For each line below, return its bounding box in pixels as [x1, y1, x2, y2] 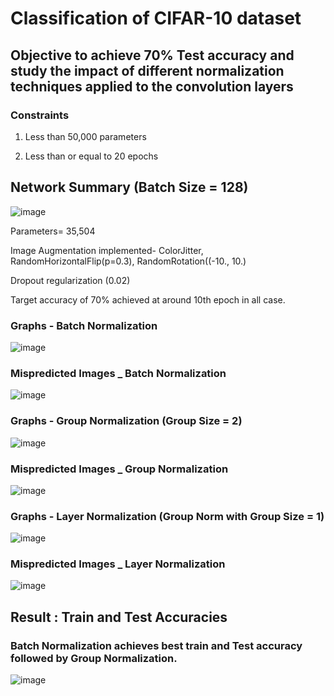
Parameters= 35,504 [10, 225, 96, 237]
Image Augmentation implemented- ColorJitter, [10, 244, 204, 256]
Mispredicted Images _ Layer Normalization [10, 557, 226, 571]
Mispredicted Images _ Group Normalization [10, 462, 229, 476]
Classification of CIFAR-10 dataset [10, 7, 302, 30]
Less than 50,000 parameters [24, 130, 147, 142]
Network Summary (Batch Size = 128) [10, 179, 249, 196]
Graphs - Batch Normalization [10, 318, 158, 332]
